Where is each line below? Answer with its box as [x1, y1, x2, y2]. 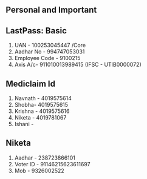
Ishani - [14, 121, 34, 128]
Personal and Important [5, 5, 97, 15]
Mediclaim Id [5, 78, 56, 89]
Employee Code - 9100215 [14, 55, 81, 62]
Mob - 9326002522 [14, 167, 64, 174]
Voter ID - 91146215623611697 [14, 160, 91, 167]
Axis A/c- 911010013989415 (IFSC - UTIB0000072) [14, 61, 142, 69]
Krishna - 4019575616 [14, 107, 70, 115]
